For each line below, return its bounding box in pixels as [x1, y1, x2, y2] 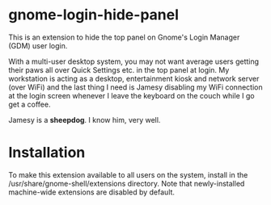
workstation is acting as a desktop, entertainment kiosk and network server [8, 73, 260, 83]
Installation [8, 144, 86, 162]
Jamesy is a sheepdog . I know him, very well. [8, 115, 161, 124]
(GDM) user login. [8, 40, 68, 50]
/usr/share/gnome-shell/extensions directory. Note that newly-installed [8, 178, 245, 188]
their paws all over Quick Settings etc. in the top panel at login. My [8, 65, 230, 74]
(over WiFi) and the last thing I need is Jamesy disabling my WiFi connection [8, 82, 263, 92]
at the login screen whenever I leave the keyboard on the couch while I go [8, 90, 255, 100]
